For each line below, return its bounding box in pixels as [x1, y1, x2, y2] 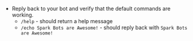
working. [11, 11, 34, 18]
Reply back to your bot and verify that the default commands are [11, 5, 171, 12]
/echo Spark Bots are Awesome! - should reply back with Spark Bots [20, 24, 188, 31]
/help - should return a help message [20, 18, 113, 24]
